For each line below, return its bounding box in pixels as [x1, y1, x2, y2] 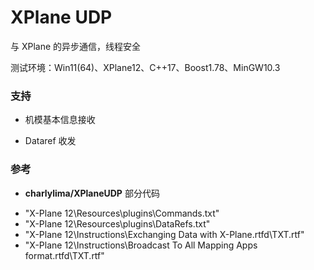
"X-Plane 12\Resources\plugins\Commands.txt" [24, 207, 220, 219]
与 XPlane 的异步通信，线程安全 [10, 40, 142, 52]
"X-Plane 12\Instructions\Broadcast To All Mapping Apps [24, 239, 258, 251]
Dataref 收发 [24, 135, 77, 147]
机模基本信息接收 [24, 114, 96, 126]
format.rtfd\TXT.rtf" [24, 249, 105, 261]
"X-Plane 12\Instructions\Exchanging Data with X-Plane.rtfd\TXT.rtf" [24, 228, 305, 240]
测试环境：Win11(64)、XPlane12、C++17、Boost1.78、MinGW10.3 [10, 61, 281, 73]
